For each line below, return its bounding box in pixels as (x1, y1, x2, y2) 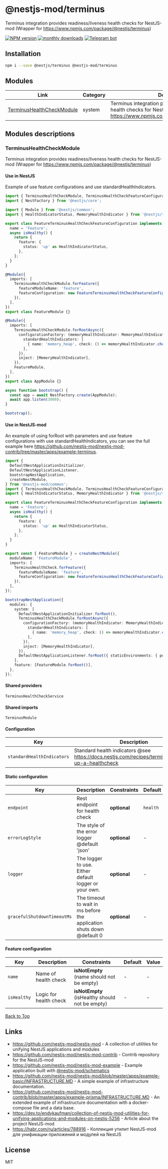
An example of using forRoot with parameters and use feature (5, 433, 132, 439)
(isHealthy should (74, 994, 115, 1001)
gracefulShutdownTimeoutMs (7, 914, 72, 920)
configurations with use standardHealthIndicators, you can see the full (5, 438, 150, 444)
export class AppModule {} (5, 379, 61, 384)
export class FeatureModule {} (5, 309, 70, 314)
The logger (76, 855, 102, 862)
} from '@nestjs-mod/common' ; (5, 482, 68, 487)
